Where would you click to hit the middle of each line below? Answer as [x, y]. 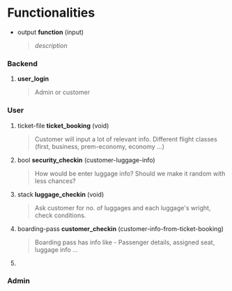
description [51, 45]
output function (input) [51, 32]
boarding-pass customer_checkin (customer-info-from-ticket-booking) [121, 228]
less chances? [55, 181]
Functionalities [51, 13]
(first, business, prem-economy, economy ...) [100, 146]
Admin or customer [62, 93]
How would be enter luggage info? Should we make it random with [130, 173]
